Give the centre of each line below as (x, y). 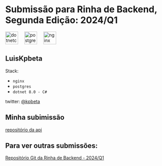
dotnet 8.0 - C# (30, 92)
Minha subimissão (35, 117)
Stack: (12, 71)
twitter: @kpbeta (23, 101)
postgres (22, 87)
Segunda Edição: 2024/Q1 (61, 20)
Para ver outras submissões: (52, 145)
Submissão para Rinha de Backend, (81, 9)
